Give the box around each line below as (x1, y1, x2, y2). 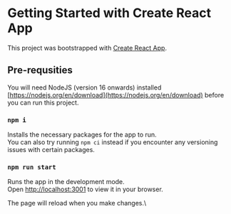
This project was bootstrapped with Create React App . (7, 43, 168, 52)
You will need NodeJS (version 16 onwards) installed (7, 83, 162, 92)
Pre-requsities (7, 64, 73, 76)
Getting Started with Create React (7, 5, 212, 21)
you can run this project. (7, 98, 79, 107)
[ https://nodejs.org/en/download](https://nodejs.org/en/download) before (7, 90, 225, 99)
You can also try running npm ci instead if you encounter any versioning (7, 138, 218, 146)
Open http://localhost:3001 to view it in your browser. (7, 185, 164, 193)
